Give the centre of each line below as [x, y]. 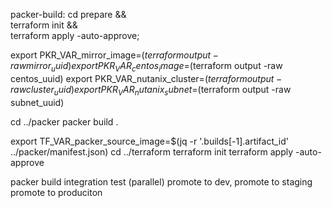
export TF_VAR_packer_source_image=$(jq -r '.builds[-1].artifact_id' [150, 141]
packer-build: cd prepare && [68, 14]
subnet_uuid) [37, 102]
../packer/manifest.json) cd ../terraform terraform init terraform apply [152, 151]
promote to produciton [56, 192]
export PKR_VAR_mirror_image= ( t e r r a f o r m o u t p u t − [114, 55]
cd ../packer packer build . [64, 121]
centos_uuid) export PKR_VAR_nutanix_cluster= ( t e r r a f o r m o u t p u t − [146, 78]
